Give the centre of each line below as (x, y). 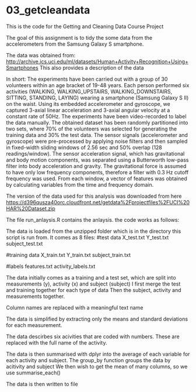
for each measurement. (34, 325)
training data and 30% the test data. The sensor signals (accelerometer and (97, 135)
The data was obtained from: (41, 55)
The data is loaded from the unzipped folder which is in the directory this (94, 231)
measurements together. (36, 296)
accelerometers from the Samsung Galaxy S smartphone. (75, 44)
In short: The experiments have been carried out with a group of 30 (87, 79)
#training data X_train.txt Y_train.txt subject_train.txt (69, 255)
